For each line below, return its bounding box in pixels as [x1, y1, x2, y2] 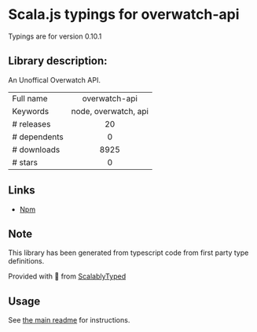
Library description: [8, 54, 108, 68]
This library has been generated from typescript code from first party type [8, 248, 249, 257]
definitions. [8, 256, 45, 266]
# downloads [12, 144, 61, 155]
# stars [12, 157, 38, 168]
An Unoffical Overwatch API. [8, 75, 101, 84]
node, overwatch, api [71, 105, 149, 116]
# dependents [12, 131, 64, 142]
